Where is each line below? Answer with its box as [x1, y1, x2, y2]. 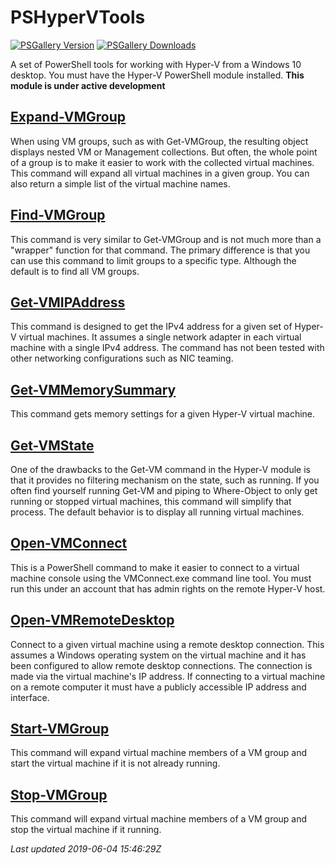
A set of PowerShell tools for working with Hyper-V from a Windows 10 [10, 58, 302, 70]
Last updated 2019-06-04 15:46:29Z [10, 843, 162, 855]
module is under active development [10, 79, 166, 91]
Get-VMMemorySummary [10, 381, 177, 398]
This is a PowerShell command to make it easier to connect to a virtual [10, 561, 300, 573]
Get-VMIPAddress [10, 294, 126, 311]
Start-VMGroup [10, 721, 110, 738]
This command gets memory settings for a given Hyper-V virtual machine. [10, 408, 316, 420]
